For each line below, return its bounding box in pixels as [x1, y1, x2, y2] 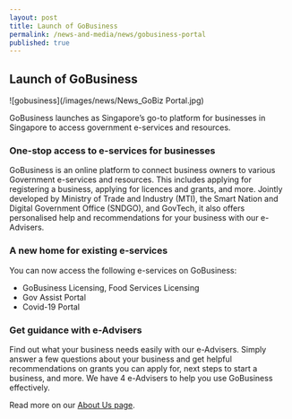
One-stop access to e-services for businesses [9, 144, 216, 157]
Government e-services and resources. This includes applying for [9, 174, 253, 185]
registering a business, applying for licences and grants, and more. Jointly [9, 184, 283, 195]
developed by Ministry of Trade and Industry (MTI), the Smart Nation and [9, 194, 279, 205]
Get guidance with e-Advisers [9, 324, 142, 336]
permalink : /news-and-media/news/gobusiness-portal [9, 30, 206, 39]
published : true [9, 38, 70, 48]
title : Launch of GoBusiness [9, 22, 118, 31]
